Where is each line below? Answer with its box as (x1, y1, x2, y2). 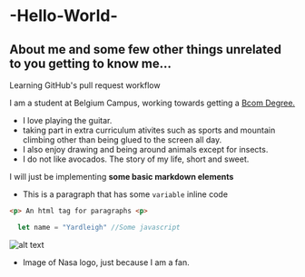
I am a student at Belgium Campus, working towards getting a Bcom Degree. (9, 97, 296, 108)
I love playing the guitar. (22, 115, 113, 125)
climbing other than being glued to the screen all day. (22, 134, 222, 145)
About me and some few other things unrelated (9, 42, 282, 57)
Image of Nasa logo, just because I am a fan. (22, 256, 190, 268)
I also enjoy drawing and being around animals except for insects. (22, 144, 269, 154)
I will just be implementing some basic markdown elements (9, 172, 234, 182)
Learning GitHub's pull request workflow (9, 80, 161, 91)
